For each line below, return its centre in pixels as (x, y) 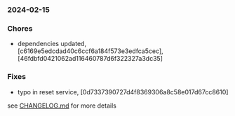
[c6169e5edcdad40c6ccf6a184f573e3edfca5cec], (90, 51)
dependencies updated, (52, 44)
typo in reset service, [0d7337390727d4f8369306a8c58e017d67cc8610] (123, 92)
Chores (20, 28)
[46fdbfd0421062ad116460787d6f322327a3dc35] (90, 59)
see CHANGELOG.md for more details (62, 106)
